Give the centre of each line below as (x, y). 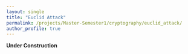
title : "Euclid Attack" (36, 17)
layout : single (25, 12)
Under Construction (32, 46)
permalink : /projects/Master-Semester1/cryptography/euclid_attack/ (94, 23)
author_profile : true (34, 28)
